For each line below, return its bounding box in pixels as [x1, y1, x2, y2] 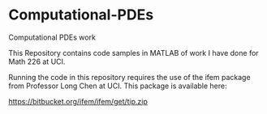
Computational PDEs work [8, 32, 96, 42]
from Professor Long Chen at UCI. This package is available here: [8, 81, 227, 91]
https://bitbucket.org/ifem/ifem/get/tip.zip [8, 96, 149, 106]
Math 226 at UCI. [8, 57, 66, 66]
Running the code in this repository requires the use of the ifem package [8, 72, 251, 82]
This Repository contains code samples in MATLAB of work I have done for [8, 48, 259, 57]
